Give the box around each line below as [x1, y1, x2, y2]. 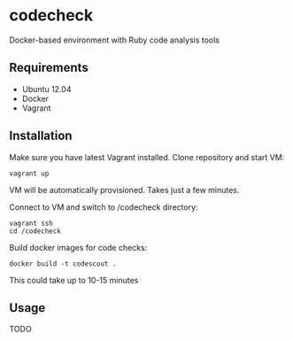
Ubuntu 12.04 [21, 83, 72, 94]
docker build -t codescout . [9, 259, 117, 268]
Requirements [9, 60, 89, 75]
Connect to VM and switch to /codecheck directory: [9, 201, 198, 213]
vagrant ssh [9, 219, 53, 228]
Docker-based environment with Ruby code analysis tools [9, 35, 220, 45]
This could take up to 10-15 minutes [9, 275, 139, 285]
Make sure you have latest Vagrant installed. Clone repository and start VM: [9, 151, 285, 162]
